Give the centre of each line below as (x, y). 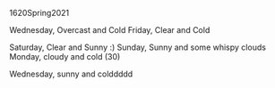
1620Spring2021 (39, 13)
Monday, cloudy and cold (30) (65, 56)
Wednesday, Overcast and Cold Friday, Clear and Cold (110, 30)
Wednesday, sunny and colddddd (71, 74)
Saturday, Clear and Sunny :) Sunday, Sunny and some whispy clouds (138, 47)
